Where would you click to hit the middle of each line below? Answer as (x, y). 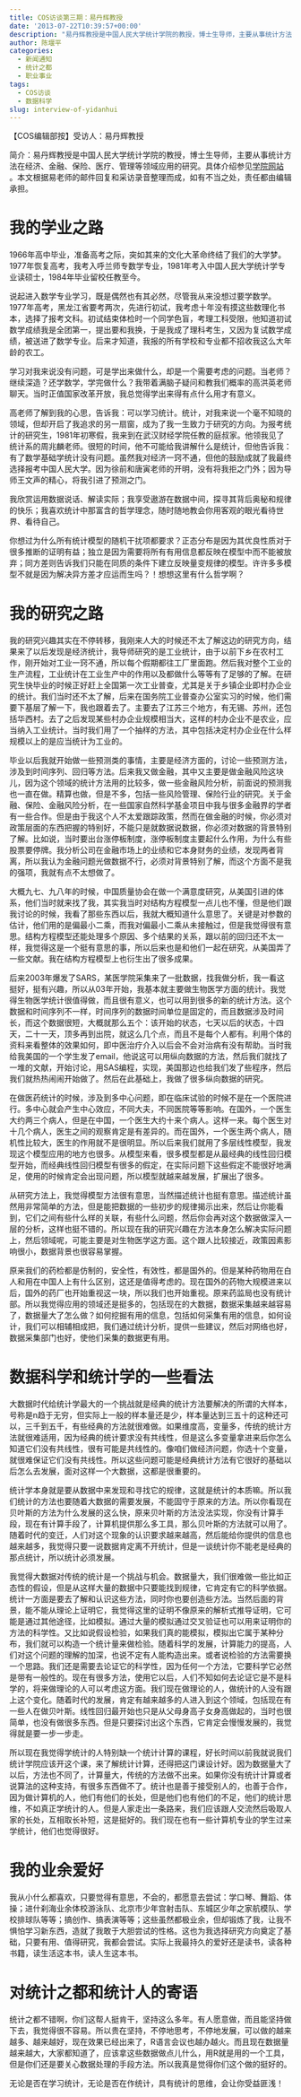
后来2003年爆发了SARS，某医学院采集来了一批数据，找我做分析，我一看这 (147, 978)
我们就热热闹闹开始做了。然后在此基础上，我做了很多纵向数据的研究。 (139, 1079)
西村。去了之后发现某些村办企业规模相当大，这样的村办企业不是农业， (154, 719)
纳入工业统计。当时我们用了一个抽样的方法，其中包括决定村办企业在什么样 (154, 730)
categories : (31, 51)
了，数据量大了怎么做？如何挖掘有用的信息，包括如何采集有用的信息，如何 (146, 1316)
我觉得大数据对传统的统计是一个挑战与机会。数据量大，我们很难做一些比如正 (150, 1577)
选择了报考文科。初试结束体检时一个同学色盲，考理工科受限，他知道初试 (158, 318)
